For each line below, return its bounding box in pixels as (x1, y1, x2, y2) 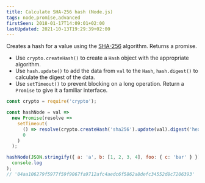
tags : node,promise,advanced (6, 15, 81, 21)
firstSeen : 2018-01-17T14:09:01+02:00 (6, 20, 105, 26)
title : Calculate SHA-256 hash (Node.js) (6, 9, 113, 15)
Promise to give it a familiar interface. (15, 86, 108, 94)
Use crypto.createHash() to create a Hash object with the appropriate (15, 54, 189, 61)
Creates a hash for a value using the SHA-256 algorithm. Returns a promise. (6, 43, 197, 50)
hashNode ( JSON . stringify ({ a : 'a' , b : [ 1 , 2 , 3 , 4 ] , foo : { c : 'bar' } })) (6, 154, 203, 161)
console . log (12, 160, 43, 166)
